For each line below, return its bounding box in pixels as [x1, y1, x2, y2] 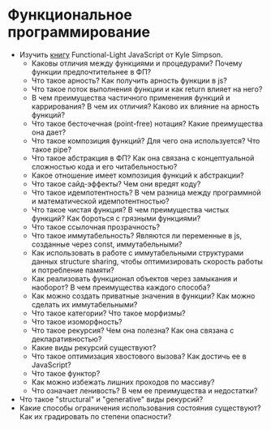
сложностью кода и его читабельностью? [31, 161, 178, 171]
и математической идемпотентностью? [31, 196, 170, 206]
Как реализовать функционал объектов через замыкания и [31, 273, 238, 283]
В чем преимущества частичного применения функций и [31, 92, 230, 102]
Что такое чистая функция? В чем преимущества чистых [31, 204, 230, 214]
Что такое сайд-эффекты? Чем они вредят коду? [31, 178, 201, 188]
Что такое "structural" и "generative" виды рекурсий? [19, 394, 204, 404]
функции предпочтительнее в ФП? [31, 66, 152, 76]
